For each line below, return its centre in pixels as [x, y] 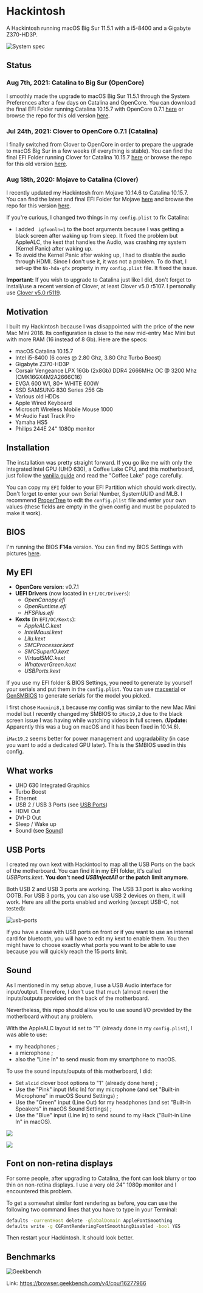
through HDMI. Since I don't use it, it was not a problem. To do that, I [101, 262]
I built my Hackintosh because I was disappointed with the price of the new [100, 327]
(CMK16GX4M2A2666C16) [49, 377]
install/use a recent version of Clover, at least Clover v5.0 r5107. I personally [101, 286]
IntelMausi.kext [43, 632]
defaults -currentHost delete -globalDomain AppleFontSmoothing [89, 1221]
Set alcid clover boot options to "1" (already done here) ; [86, 1083]
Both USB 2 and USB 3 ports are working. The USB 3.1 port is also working [99, 889]
